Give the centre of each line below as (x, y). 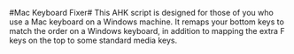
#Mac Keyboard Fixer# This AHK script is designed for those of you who (142, 13)
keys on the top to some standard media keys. (93, 40)
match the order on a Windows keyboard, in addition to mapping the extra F (147, 31)
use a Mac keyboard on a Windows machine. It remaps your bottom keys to (147, 22)
